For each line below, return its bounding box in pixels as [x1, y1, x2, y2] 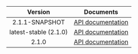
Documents [84, 8, 119, 16]
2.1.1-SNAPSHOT [12, 18, 65, 26]
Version [27, 8, 50, 16]
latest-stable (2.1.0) [9, 28, 68, 36]
